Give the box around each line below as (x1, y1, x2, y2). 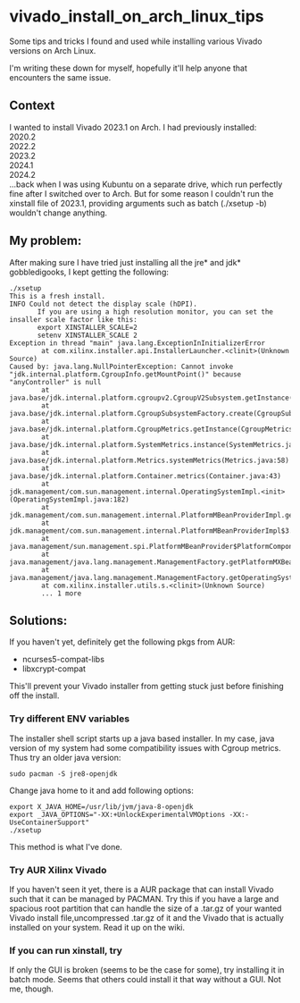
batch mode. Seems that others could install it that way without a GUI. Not (9, 974, 281, 985)
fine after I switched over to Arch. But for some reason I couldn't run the (9, 188, 274, 198)
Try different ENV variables (9, 712, 130, 725)
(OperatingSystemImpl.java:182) (9, 494, 129, 504)
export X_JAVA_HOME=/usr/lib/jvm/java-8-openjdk (9, 802, 194, 811)
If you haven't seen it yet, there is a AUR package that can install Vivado (9, 883, 274, 895)
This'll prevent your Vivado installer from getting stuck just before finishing (9, 681, 284, 692)
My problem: (9, 233, 82, 249)
